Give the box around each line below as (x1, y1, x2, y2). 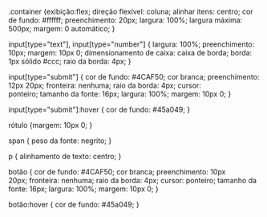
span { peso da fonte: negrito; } (8, 136, 112, 145)
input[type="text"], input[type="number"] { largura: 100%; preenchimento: (8, 39, 255, 49)
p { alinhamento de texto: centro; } (8, 152, 122, 161)
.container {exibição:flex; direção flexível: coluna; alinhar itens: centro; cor (8, 7, 254, 16)
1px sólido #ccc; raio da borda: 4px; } (8, 56, 131, 66)
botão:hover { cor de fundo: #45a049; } (8, 200, 140, 209)
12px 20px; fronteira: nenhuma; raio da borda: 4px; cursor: (8, 80, 202, 90)
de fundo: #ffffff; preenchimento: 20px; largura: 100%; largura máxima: (8, 15, 243, 25)
